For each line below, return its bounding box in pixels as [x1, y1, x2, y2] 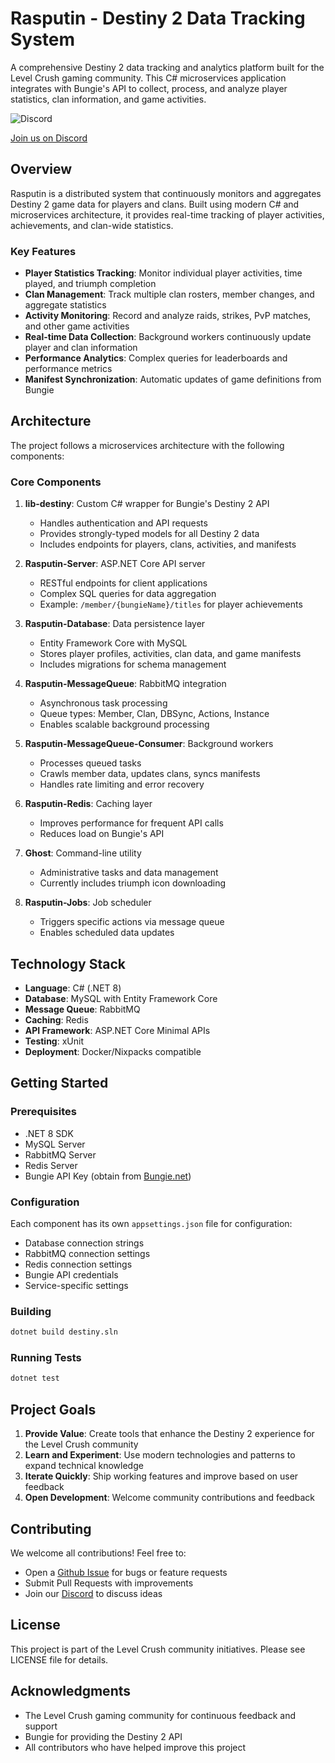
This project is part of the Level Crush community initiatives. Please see [10, 1643, 306, 1655]
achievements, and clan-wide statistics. [10, 219, 174, 231]
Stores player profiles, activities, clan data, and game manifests [39, 648, 302, 660]
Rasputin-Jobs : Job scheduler [24, 897, 152, 909]
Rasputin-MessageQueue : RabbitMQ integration [24, 678, 227, 690]
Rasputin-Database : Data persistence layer [24, 618, 206, 630]
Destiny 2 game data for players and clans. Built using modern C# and [10, 198, 300, 210]
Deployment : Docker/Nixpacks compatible [24, 1045, 202, 1057]
